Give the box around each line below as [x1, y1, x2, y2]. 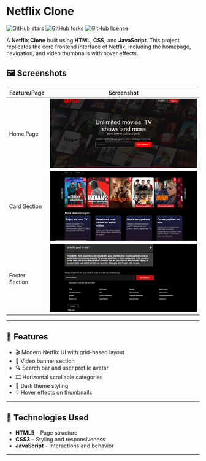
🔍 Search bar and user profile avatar [15, 364, 109, 371]
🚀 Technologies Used [6, 413, 89, 423]
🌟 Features [6, 331, 48, 342]
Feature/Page [9, 89, 45, 96]
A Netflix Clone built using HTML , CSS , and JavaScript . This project [6, 36, 180, 44]
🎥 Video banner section [15, 357, 75, 365]
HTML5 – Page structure [15, 428, 78, 436]
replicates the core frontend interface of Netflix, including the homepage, [6, 43, 191, 50]
